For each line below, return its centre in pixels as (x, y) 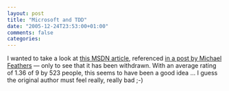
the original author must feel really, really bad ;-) (75, 80)
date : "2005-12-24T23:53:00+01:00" (58, 26)
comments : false (30, 32)
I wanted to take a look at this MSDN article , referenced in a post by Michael (114, 58)
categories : (24, 39)
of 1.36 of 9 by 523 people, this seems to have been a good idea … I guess (112, 73)
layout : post (26, 13)
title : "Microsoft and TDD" (47, 20)
